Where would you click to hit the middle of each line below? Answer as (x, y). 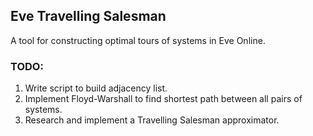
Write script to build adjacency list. (96, 88)
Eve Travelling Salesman (88, 16)
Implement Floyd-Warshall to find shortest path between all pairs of (163, 99)
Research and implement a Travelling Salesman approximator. (152, 120)
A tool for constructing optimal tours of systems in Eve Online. (138, 40)
